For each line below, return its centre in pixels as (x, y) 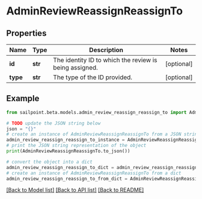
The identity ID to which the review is (105, 60)
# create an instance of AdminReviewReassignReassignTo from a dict (94, 173)
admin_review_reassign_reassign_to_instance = (66, 140)
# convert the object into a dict (50, 162)
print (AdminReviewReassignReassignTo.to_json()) (68, 151)
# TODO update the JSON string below (54, 123)
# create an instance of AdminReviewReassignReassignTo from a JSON (94, 134)
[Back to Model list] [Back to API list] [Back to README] (75, 190)
